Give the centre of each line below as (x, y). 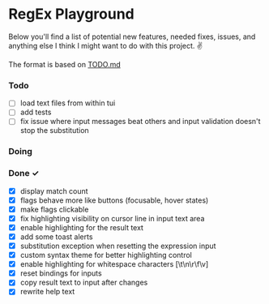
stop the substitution (54, 131)
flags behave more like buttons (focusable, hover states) (114, 200)
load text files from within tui (68, 103)
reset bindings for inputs (61, 273)
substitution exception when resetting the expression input (118, 246)
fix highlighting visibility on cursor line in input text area (112, 218)
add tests (36, 112)
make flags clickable (54, 209)
